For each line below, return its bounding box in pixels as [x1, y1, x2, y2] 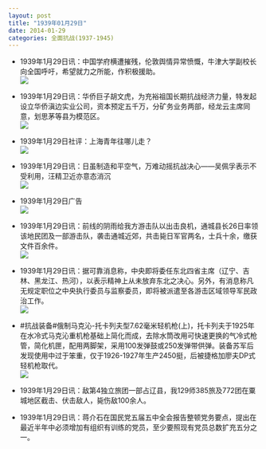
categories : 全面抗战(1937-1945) [8, 33, 115, 42]
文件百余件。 [19, 241, 62, 251]
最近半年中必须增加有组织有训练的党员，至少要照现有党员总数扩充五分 [19, 423, 251, 432]
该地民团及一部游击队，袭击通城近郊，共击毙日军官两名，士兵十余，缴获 [19, 231, 257, 241]
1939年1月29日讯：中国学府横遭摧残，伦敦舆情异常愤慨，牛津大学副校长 [19, 57, 257, 66]
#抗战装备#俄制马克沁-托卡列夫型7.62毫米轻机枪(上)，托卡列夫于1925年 [19, 321, 255, 331]
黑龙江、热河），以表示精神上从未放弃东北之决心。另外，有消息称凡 [33, 276, 254, 286]
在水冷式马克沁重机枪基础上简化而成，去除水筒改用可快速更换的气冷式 [19, 331, 251, 341]
